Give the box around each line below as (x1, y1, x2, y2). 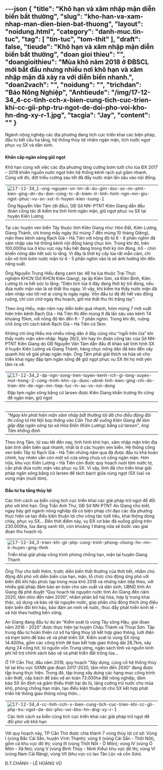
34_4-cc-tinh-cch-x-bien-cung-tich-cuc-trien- (5, 96, 152, 105)
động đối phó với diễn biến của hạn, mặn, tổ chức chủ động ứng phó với (5, 574, 149, 579)
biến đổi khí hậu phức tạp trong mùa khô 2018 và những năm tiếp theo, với (5, 579, 154, 585)
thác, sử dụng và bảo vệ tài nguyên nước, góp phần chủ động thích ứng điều (5, 599, 158, 605)
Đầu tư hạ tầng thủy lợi (5, 488, 52, 493)
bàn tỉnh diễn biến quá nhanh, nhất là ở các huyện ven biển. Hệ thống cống (5, 444, 155, 450)
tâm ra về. (5, 362, 25, 367)
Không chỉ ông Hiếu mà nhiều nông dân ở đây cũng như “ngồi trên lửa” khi (5, 331, 154, 336)
